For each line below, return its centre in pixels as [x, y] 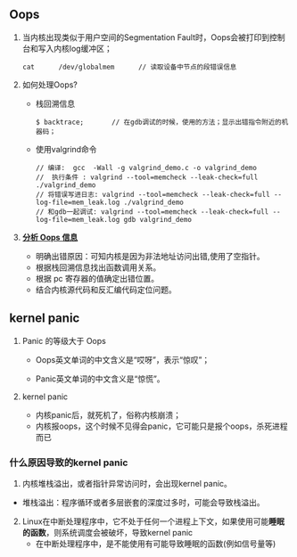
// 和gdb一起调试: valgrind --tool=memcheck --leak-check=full [152, 212]
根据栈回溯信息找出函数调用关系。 [98, 267]
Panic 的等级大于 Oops [64, 340]
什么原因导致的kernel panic [69, 463]
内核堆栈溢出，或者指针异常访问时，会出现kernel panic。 [127, 483]
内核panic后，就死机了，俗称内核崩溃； [108, 414]
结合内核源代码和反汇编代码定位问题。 [106, 290]
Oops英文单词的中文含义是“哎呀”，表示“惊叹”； [123, 359]
